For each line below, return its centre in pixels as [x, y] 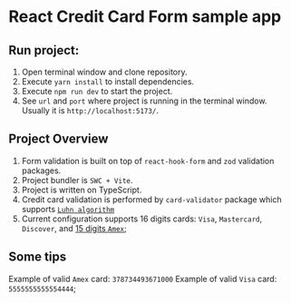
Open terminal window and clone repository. [104, 72]
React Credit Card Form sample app [145, 17]
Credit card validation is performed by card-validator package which [151, 199]
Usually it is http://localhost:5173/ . [90, 110]
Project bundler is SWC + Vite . [77, 180]
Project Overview [58, 139]
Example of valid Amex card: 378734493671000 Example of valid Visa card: [143, 279]
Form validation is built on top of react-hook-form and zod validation [148, 161]
